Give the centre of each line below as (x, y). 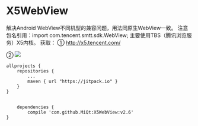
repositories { (36, 71)
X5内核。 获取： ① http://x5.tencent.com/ (68, 42)
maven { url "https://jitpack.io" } (73, 81)
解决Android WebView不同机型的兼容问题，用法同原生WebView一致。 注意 (97, 28)
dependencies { (36, 107)
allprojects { (24, 66)
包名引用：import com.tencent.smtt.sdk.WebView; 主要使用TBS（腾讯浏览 (96, 35)
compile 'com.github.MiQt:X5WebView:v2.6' (81, 112)
